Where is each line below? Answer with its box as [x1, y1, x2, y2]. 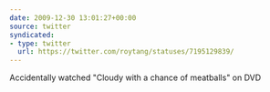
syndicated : [9, 30, 55, 39]
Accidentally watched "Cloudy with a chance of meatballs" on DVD [9, 72, 262, 83]
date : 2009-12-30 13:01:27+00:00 [9, 13, 137, 23]
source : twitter [9, 22, 71, 31]
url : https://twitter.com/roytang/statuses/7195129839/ [17, 47, 234, 56]
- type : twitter [9, 38, 71, 48]
